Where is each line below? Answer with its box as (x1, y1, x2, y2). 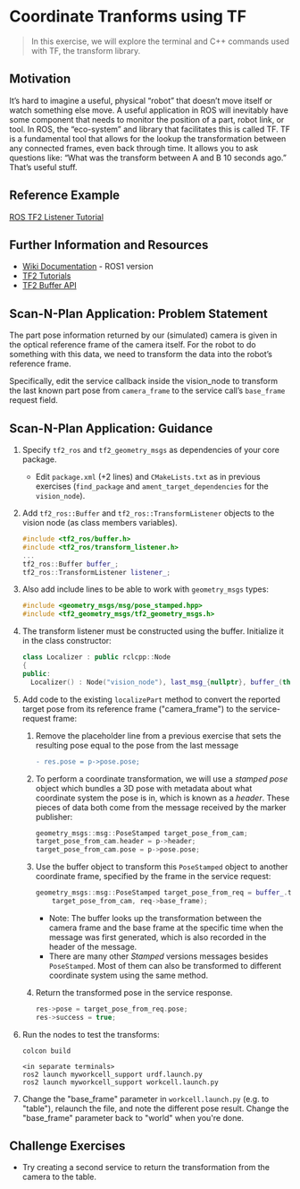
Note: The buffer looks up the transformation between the (48, 912, 262, 923)
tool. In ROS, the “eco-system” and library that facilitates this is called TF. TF (9, 124, 291, 134)
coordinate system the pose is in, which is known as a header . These (35, 792, 290, 803)
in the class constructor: (21, 636, 112, 646)
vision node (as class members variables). (21, 518, 179, 527)
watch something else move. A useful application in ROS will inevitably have (9, 105, 288, 115)
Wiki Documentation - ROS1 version (21, 261, 154, 272)
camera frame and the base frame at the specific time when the (48, 922, 284, 933)
